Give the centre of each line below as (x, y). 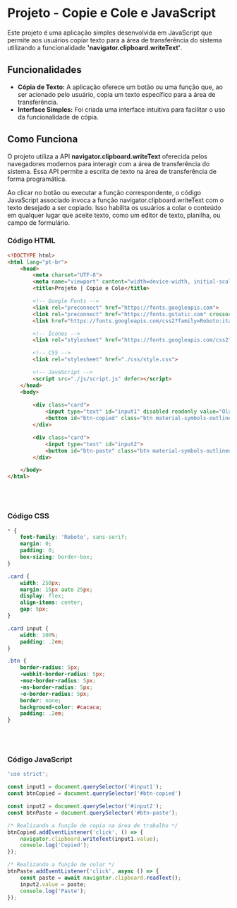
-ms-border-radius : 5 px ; (56, 687)
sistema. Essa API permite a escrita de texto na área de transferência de (112, 171)
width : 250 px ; (41, 583)
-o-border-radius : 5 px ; (55, 694)
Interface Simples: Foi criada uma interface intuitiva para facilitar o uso (121, 109)
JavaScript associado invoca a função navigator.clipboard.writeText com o (116, 200)
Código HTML (31, 240)
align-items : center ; (51, 603)
